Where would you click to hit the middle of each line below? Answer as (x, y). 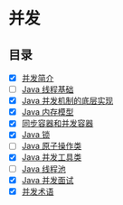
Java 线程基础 (47, 89)
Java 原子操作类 (52, 146)
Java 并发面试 (47, 180)
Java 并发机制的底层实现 (67, 101)
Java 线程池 (44, 169)
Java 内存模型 (47, 112)
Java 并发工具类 (52, 157)
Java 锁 (36, 135)
